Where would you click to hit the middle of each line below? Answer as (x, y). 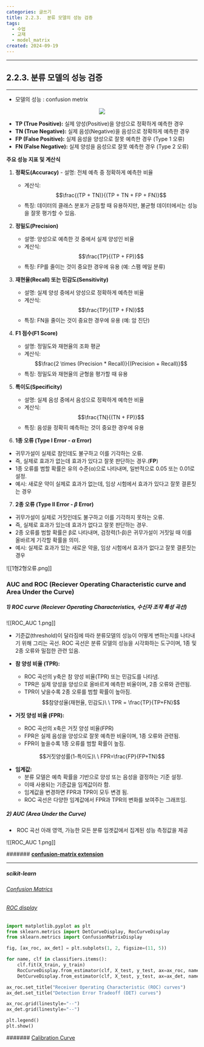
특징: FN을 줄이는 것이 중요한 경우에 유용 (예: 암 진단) (87, 320)
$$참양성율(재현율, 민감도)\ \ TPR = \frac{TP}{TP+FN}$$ (111, 702)
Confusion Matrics (29, 889)
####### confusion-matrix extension (55, 854)
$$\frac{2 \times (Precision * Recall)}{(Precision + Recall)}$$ (111, 363)
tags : (13, 23)
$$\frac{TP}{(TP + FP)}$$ (111, 256)
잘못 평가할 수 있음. (53, 213)
